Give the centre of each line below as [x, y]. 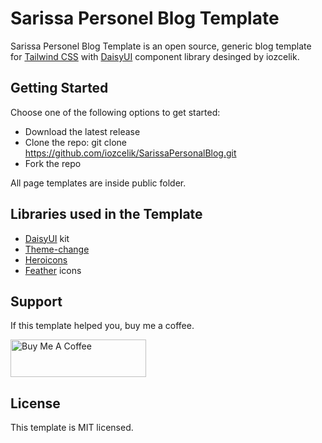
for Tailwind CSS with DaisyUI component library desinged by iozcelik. [155, 56]
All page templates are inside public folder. [98, 183]
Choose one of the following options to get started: [115, 112]
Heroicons [46, 259]
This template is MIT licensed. [72, 428]
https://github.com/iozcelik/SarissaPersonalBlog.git [130, 153]
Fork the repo [53, 163]
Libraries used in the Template [106, 214]
